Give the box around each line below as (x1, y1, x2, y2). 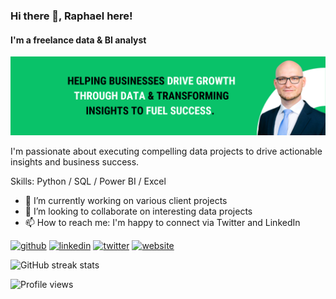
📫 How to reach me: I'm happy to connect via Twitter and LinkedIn (24, 217, 301, 229)
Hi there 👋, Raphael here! (10, 9, 133, 23)
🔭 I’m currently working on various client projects (24, 195, 228, 207)
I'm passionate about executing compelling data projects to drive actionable (10, 145, 323, 158)
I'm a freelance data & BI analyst (10, 34, 147, 46)
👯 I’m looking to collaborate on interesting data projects (24, 205, 253, 218)
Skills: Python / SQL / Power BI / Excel (10, 175, 167, 188)
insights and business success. (10, 156, 140, 168)
